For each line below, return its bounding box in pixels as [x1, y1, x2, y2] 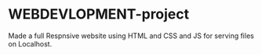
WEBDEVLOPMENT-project [8, 5, 190, 23]
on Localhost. [8, 39, 53, 48]
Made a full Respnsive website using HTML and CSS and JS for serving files [8, 31, 255, 40]
